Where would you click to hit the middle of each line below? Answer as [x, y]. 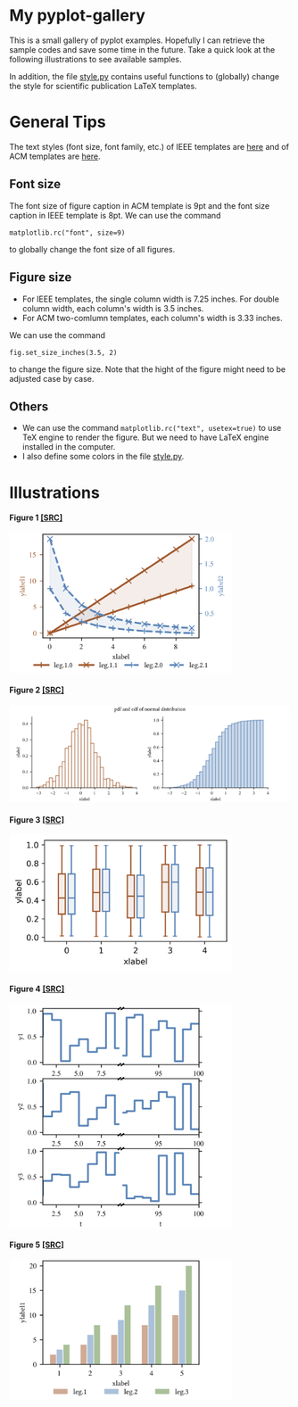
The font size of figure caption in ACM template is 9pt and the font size [140, 205]
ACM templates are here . [55, 156]
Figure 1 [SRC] [36, 517]
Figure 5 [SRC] [37, 1245]
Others [29, 406]
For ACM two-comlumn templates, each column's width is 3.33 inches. [152, 318]
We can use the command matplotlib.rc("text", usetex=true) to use [152, 428]
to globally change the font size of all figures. [92, 249]
